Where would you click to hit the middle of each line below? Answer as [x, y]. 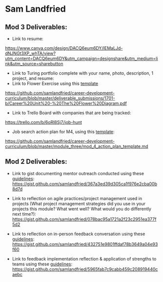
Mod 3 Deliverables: [36, 27]
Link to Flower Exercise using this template [55, 83]
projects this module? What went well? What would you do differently [81, 209]
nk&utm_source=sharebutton [34, 64]
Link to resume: [28, 39]
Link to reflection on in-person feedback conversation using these [79, 234]
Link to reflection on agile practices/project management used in [77, 198]
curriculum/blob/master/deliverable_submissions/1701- [60, 98]
